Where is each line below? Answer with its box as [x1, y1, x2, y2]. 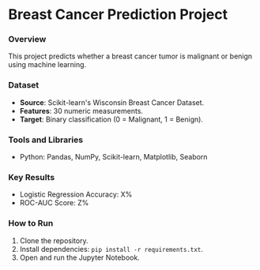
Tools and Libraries [8, 134, 84, 145]
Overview [8, 34, 47, 45]
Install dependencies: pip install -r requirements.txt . [19, 244, 204, 253]
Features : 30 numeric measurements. [19, 106, 144, 115]
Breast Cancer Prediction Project [8, 6, 228, 24]
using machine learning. [8, 60, 87, 69]
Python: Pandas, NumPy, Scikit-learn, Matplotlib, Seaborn [19, 152, 208, 162]
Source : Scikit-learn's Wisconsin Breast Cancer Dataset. [19, 97, 205, 107]
